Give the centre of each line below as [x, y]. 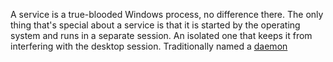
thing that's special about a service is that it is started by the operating [155, 25]
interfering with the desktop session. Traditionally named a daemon [149, 46]
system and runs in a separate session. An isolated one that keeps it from [161, 35]
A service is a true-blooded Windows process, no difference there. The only [167, 14]
